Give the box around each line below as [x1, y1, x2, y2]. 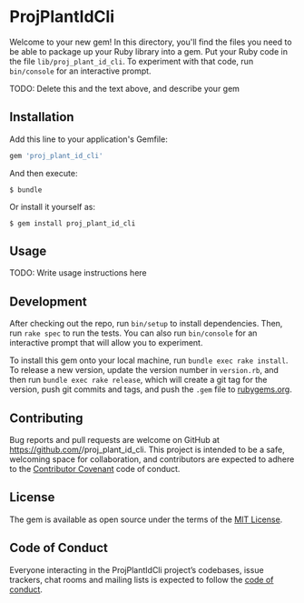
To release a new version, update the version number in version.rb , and [9, 365, 279, 376]
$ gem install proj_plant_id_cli [9, 218, 136, 228]
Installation [9, 109, 74, 125]
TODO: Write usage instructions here [9, 267, 147, 278]
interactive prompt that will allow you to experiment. [9, 337, 203, 348]
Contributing [9, 410, 83, 426]
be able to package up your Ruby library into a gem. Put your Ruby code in [9, 45, 289, 56]
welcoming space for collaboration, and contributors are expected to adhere [9, 454, 295, 465]
